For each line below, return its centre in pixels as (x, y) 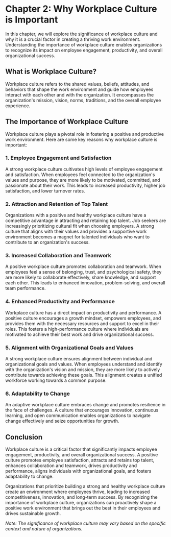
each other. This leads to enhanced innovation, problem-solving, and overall (85, 283)
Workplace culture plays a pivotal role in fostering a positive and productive (85, 134)
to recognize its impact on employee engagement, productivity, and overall (84, 50)
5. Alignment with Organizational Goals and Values (69, 348)
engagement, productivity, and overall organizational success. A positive (82, 455)
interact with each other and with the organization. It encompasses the (80, 94)
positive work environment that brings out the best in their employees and (83, 508)
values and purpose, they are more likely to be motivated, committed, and (83, 180)
